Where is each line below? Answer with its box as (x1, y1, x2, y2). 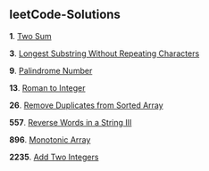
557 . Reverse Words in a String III (9, 117, 132, 127)
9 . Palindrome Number (9, 65, 93, 76)
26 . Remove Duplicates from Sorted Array (9, 100, 163, 110)
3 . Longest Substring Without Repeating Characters (9, 48, 200, 59)
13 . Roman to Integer (9, 82, 87, 93)
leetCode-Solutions (9, 7, 121, 22)
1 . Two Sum (9, 30, 52, 41)
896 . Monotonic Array (9, 134, 91, 145)
